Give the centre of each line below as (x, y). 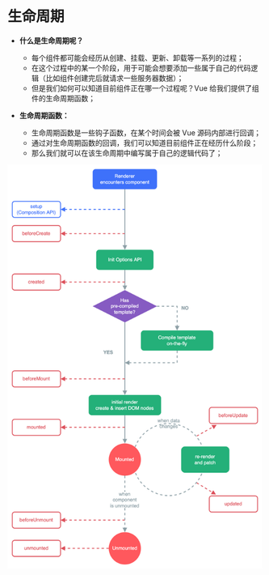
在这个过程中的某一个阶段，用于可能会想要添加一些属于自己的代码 (141, 68)
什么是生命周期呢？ (51, 40)
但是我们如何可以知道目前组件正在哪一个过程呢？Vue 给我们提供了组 (145, 88)
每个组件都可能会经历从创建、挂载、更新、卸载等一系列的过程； (137, 57)
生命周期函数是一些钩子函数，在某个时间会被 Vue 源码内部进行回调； (146, 132)
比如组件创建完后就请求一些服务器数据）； (115, 78)
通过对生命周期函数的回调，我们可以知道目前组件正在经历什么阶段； (145, 143)
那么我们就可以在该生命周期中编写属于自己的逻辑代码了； (127, 153)
